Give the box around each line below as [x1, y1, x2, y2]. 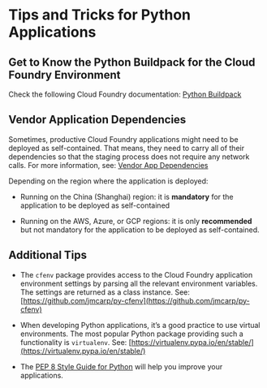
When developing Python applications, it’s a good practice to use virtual [19, 320, 261, 330]
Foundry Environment [8, 67, 121, 82]
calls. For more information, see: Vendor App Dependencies [8, 160, 209, 170]
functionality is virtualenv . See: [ [19, 337, 132, 347]
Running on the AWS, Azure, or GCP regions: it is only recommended [19, 216, 252, 226]
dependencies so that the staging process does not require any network [8, 152, 250, 162]
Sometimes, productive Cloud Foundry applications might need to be [8, 134, 239, 144]
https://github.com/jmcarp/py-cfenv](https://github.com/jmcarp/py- [23, 295, 250, 305]
